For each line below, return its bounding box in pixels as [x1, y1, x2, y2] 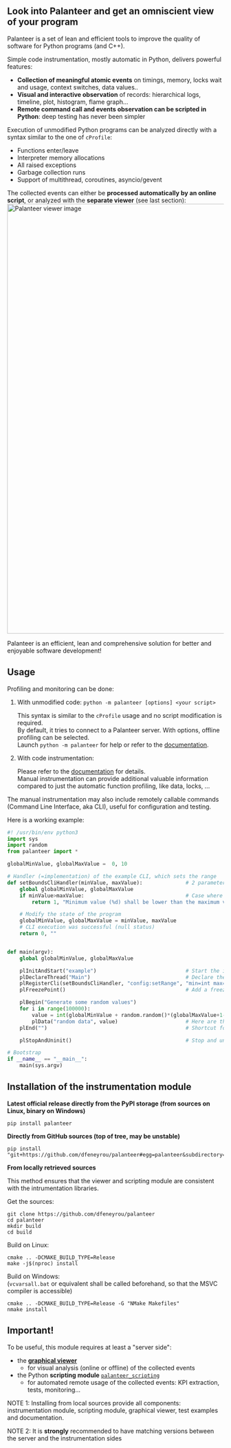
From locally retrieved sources [7, 1163, 96, 1172]
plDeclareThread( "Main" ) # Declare [19, 974, 214, 980]
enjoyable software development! [7, 646, 102, 655]
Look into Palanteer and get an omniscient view [7, 6, 214, 17]
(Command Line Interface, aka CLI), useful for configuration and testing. [7, 802, 212, 811]
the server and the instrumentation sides [7, 1434, 122, 1442]
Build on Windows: [7, 1272, 60, 1280]
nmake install [7, 1306, 48, 1313]
